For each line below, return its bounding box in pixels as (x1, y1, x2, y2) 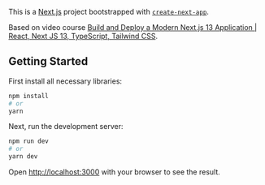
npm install (8, 92, 49, 100)
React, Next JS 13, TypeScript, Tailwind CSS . (8, 32, 159, 41)
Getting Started (8, 54, 89, 68)
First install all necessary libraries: (8, 76, 123, 86)
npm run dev (8, 137, 49, 145)
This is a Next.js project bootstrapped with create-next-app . (8, 7, 210, 16)
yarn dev (8, 153, 38, 161)
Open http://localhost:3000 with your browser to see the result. (8, 167, 221, 177)
